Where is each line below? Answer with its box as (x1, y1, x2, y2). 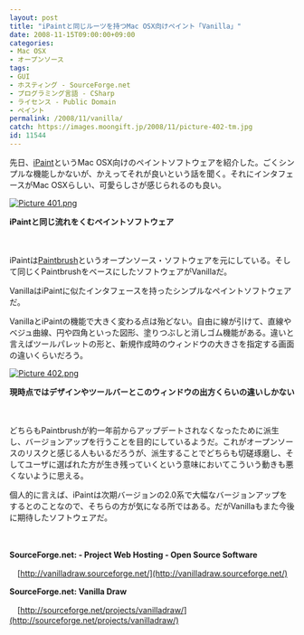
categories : (9, 38, 54, 48)
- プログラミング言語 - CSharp (9, 89, 115, 98)
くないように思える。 (9, 469, 89, 480)
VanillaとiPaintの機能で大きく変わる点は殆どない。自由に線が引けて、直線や (9, 316, 292, 327)
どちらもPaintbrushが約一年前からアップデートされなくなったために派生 (9, 424, 280, 435)
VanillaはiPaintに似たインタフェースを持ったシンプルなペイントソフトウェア (9, 285, 292, 296)
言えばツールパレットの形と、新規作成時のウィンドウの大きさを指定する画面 (9, 338, 295, 349)
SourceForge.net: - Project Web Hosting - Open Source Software (9, 549, 258, 560)
